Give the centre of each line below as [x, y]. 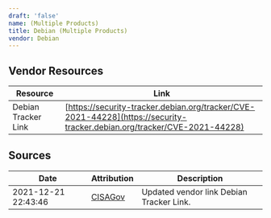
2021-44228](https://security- [126, 117]
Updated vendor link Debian [194, 191]
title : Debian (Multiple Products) [68, 31]
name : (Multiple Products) [54, 23]
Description [200, 178]
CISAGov [108, 196]
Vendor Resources [56, 70]
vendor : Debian [34, 38]
